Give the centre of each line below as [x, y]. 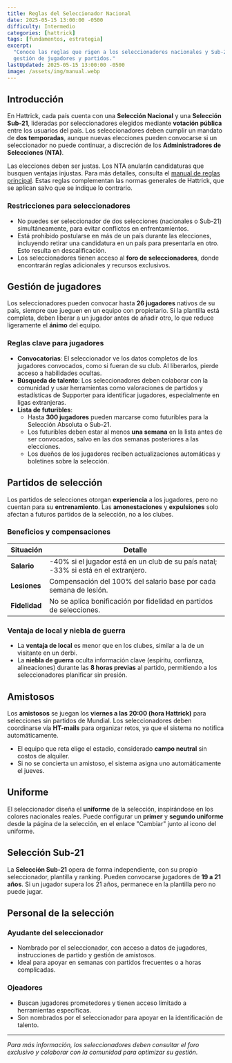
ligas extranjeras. [42, 402]
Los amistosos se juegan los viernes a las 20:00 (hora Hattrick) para [107, 713]
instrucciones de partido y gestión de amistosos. [87, 955]
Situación [27, 550]
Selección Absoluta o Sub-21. [69, 424]
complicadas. [36, 970]
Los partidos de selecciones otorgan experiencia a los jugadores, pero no [113, 499]
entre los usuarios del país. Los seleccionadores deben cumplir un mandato [115, 131]
